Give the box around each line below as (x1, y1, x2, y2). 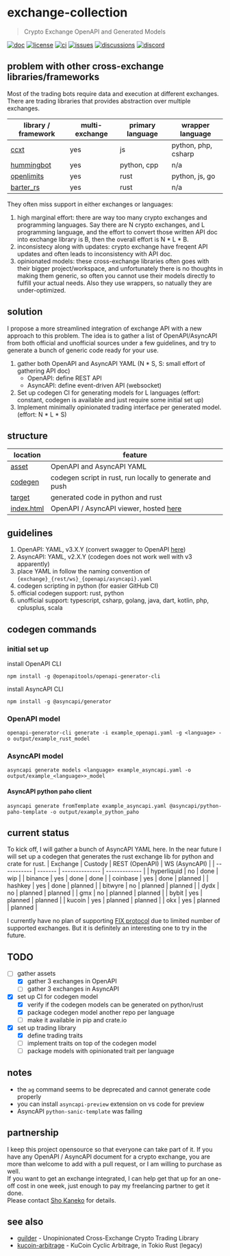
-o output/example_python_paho (50, 809, 139, 815)
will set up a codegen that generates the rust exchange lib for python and (7, 852, 214, 861)
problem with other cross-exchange (7, 60, 164, 73)
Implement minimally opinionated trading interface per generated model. (16, 403, 222, 411)
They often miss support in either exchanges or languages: (7, 200, 173, 208)
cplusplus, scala (16, 604, 63, 612)
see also (7, 1216, 44, 1227)
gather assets (16, 970, 56, 978)
